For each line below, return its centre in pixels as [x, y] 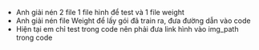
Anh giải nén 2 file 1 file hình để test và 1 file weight [100, 12]
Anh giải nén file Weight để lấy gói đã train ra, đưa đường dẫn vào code [133, 21]
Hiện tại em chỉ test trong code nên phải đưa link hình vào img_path [127, 29]
